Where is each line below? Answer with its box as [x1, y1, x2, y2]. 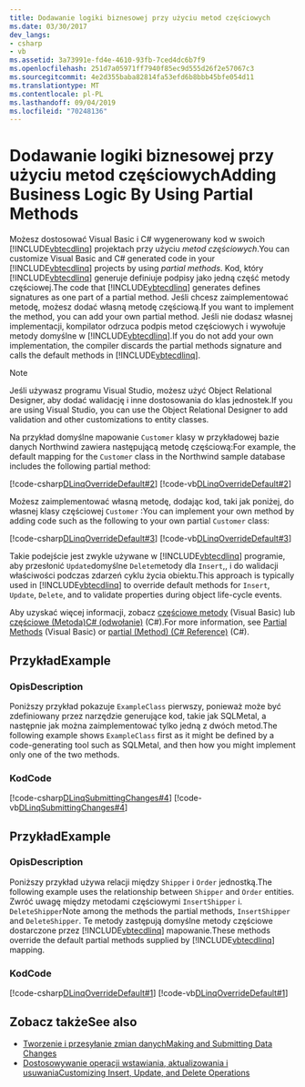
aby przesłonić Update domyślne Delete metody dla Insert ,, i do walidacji [9, 561, 280, 572]
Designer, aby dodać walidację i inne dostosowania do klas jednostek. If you [9, 395, 293, 406]
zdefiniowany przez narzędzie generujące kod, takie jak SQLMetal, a [9, 710, 267, 721]
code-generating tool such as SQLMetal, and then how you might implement [9, 739, 296, 750]
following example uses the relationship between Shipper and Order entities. [9, 886, 294, 897]
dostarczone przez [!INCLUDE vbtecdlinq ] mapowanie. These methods [9, 925, 271, 936]
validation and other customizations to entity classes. [9, 414, 209, 425]
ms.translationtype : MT [9, 81, 100, 90]
